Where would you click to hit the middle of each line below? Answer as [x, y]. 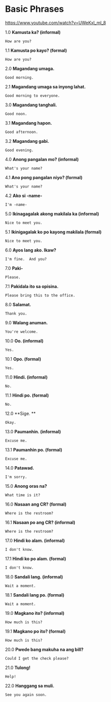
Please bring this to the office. [40, 295]
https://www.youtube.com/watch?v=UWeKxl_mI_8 [55, 23]
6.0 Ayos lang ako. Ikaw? [31, 250]
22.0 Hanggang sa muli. [30, 686]
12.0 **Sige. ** [20, 413]
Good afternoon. [22, 132]
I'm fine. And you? [26, 259]
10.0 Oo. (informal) [24, 341]
